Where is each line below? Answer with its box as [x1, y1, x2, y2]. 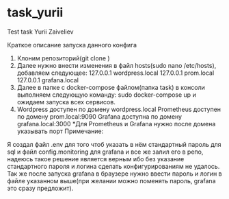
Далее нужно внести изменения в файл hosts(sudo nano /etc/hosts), [16, 61, 217, 69]
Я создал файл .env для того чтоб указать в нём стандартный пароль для [7, 140, 221, 148]
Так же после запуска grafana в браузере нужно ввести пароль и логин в [7, 169, 222, 178]
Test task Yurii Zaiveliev [7, 27, 74, 36]
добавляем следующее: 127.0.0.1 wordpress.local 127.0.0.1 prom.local [16, 69, 215, 77]
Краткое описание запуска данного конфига [7, 40, 137, 49]
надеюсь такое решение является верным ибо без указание [7, 154, 185, 163]
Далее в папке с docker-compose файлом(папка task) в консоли [16, 83, 205, 91]
